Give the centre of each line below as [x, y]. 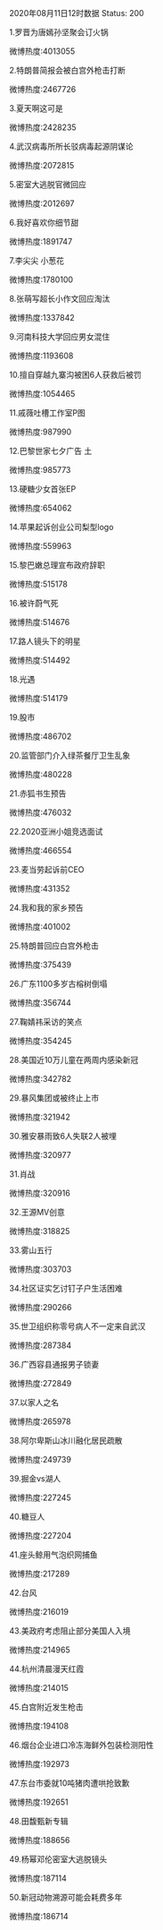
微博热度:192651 [39, 1802]
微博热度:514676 [40, 622]
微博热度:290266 [41, 1307]
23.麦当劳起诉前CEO [47, 870]
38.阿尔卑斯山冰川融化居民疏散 [66, 1441]
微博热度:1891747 [41, 241]
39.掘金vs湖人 [35, 1479]
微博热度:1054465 [42, 394]
